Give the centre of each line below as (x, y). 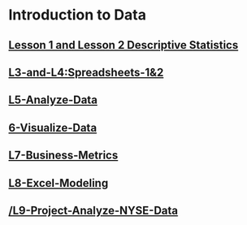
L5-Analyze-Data (53, 100)
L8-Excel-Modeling (58, 183)
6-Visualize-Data (53, 128)
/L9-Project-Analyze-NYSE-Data (93, 210)
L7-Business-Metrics (63, 156)
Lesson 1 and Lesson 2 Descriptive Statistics (123, 45)
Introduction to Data (77, 15)
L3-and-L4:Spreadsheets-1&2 (86, 72)
